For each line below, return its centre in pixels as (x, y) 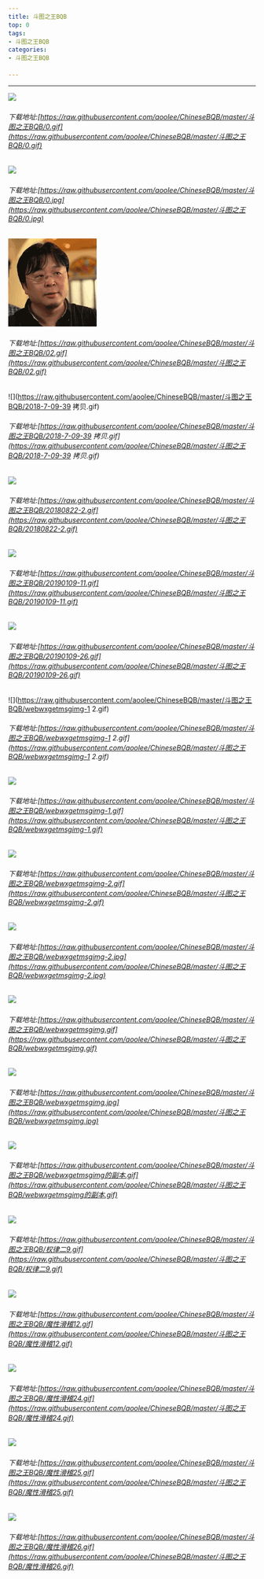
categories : (27, 50)
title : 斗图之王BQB (38, 17)
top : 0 (19, 25)
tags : (17, 33)
